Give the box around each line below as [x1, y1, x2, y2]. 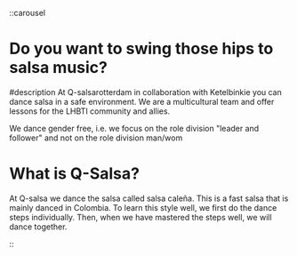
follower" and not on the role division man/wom [9, 132, 183, 143]
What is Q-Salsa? [9, 164, 140, 184]
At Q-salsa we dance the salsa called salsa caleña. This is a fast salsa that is [9, 193, 289, 204]
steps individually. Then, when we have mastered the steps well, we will [9, 212, 273, 222]
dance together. [9, 221, 68, 232]
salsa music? [9, 58, 108, 78]
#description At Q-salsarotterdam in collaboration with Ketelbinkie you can [9, 86, 283, 97]
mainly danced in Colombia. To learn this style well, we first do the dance [9, 202, 277, 212]
